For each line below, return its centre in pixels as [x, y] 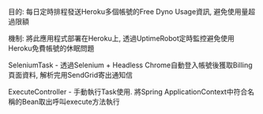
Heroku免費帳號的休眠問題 [51, 48]
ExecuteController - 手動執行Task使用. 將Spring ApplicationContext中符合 [128, 92]
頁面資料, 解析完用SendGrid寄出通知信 [70, 75]
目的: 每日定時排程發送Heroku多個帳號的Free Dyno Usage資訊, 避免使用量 [128, 11]
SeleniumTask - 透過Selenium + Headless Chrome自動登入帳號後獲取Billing [130, 65]
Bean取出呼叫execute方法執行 [71, 102]
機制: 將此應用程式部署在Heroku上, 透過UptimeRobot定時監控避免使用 [122, 38]
